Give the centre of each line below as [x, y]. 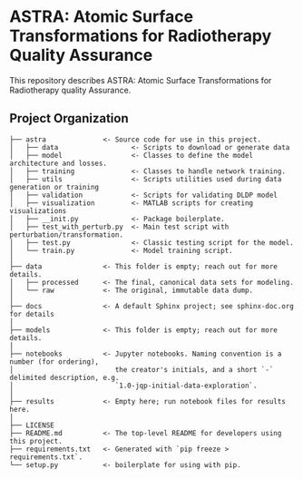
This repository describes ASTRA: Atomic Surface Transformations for [141, 80]
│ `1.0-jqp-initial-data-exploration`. [133, 386]
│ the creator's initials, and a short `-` [142, 369]
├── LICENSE [32, 425]
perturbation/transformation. [67, 235]
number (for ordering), [54, 362]
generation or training [54, 187]
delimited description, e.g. [64, 377]
